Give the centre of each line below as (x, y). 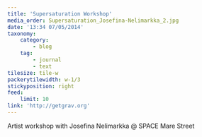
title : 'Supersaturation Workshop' (60, 14)
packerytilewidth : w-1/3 (44, 79)
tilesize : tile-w (33, 73)
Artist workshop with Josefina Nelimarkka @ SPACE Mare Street (101, 126)
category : (35, 40)
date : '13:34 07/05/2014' (45, 27)
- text (43, 66)
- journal (47, 60)
